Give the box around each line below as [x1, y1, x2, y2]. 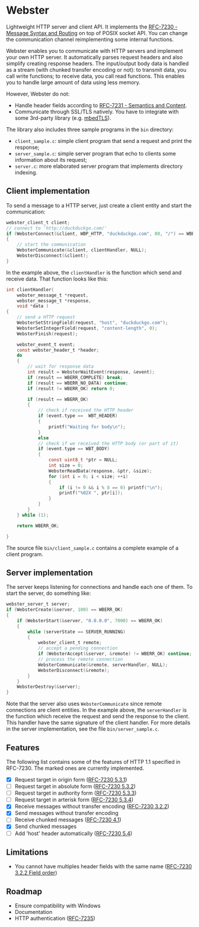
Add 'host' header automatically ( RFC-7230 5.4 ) [14, 830, 133, 837]
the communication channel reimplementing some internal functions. [6, 36, 174, 43]
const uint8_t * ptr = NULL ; [48, 457, 118, 463]
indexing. [14, 168, 37, 176]
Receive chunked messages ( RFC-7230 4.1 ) [14, 816, 121, 823]
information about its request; [14, 156, 88, 163]
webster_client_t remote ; [37, 640, 102, 646]
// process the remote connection [37, 657, 123, 662]
